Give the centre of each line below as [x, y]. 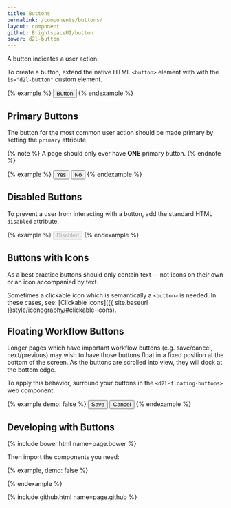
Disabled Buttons [45, 197]
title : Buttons [29, 13]
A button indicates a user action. [53, 59]
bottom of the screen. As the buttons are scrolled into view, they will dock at [115, 363]
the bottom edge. [32, 370]
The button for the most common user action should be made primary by [110, 132]
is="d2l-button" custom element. [55, 79]
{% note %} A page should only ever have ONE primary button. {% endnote [114, 153]
